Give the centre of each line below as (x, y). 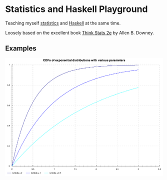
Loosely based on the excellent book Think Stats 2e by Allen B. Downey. (79, 32)
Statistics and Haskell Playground (77, 9)
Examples (21, 48)
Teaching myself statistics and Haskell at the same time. (63, 23)
